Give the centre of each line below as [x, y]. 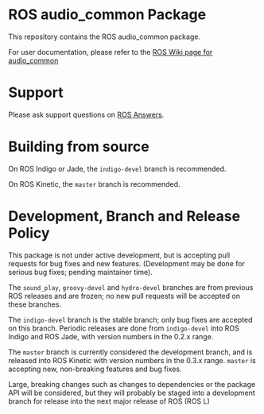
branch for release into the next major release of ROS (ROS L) [109, 401]
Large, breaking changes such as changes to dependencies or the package [132, 384]
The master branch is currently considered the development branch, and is [130, 352]
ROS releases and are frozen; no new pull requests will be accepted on [124, 296]
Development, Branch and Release [124, 216]
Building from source [79, 147]
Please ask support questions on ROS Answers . [86, 114]
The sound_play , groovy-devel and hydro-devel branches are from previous [131, 287]
